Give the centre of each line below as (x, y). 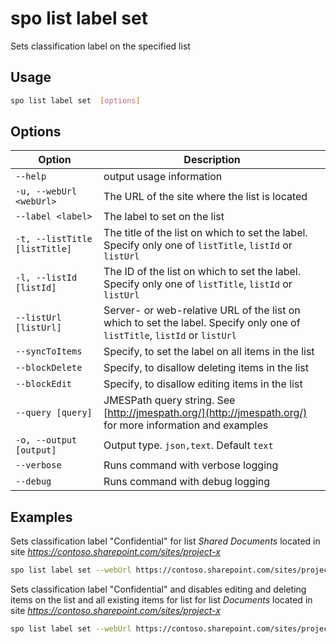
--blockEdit (44, 384)
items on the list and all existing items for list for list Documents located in (161, 600)
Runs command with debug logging (187, 482)
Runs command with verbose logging (191, 465)
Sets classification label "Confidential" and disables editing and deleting (158, 589)
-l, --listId (46, 278)
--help (31, 176)
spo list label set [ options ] (75, 100)
